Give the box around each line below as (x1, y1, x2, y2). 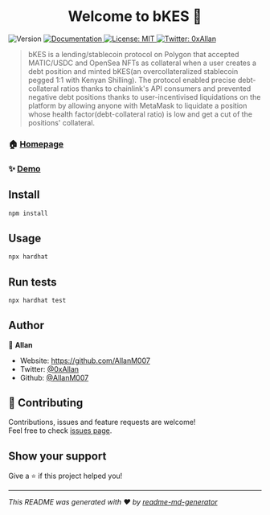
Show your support (8, 449, 107, 463)
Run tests (8, 275, 57, 289)
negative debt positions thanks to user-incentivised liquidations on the (27, 92, 261, 101)
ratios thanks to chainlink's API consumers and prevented (59, 84, 252, 93)
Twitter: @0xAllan (19, 364, 79, 373)
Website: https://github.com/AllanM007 (19, 356, 151, 365)
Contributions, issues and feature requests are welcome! (8, 418, 196, 427)
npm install (8, 209, 48, 217)
